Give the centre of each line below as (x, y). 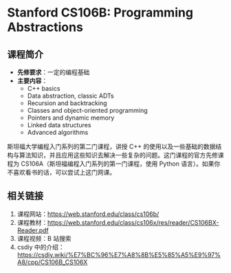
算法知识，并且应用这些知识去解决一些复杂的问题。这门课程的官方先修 (118, 155)
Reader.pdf (33, 230)
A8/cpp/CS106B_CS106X (52, 262)
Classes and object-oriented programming (87, 110)
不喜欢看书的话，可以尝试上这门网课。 (61, 172)
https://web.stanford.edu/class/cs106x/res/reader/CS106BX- (133, 222)
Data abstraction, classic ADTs (71, 96)
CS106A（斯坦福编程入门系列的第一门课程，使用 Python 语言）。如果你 (120, 164)
